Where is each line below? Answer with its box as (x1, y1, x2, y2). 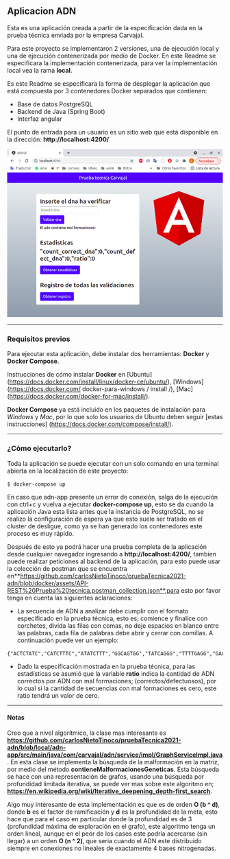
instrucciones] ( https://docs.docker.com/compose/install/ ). (7, 420, 174, 428)
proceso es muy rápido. (7, 529, 74, 537)
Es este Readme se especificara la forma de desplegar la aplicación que (7, 79, 211, 88)
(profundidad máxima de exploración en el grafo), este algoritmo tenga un (7, 822, 216, 830)
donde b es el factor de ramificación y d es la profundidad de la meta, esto (7, 808, 218, 816)
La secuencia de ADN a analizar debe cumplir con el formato (16, 607, 189, 615)
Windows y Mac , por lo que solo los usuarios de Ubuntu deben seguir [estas (7, 413, 223, 421)
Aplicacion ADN (7, 5, 77, 17)
